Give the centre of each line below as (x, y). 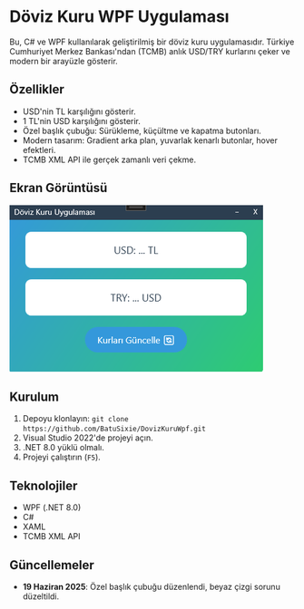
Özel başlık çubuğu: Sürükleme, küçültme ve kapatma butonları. (142, 130)
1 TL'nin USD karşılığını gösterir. (81, 121)
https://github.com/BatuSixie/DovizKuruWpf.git (114, 429)
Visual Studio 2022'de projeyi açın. (88, 438)
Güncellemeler (52, 565)
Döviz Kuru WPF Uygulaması (119, 17)
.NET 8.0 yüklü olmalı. (63, 448)
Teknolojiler (44, 485)
